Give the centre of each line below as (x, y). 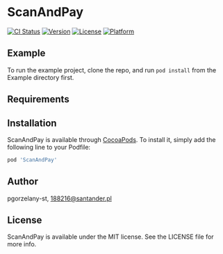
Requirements (38, 99)
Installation (32, 123)
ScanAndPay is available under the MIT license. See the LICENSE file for (110, 237)
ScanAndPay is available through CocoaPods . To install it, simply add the (111, 139)
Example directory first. (41, 77)
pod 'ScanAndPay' (32, 160)
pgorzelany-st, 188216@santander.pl (60, 198)
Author (23, 182)
